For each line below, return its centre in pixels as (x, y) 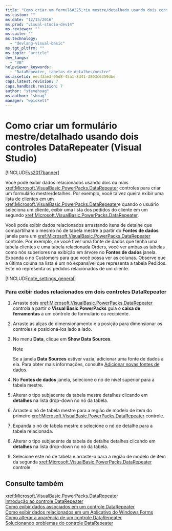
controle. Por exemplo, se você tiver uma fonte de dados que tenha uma (81, 242)
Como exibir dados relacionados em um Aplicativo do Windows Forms (79, 512)
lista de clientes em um (30, 199)
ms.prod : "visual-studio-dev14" (40, 24)
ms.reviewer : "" (23, 29)
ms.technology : (21, 39)
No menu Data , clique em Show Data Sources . (62, 339)
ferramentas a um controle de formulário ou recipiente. (71, 314)
